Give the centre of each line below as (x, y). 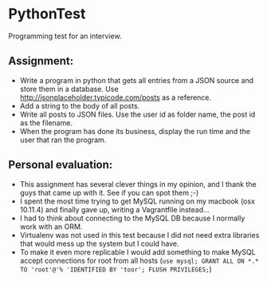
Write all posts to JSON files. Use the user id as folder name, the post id (137, 114)
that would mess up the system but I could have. (99, 243)
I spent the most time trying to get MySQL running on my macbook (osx (137, 201)
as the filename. (46, 123)
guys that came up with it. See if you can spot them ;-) (109, 192)
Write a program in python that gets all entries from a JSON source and (136, 80)
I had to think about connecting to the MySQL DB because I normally (132, 218)
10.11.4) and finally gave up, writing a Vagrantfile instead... (114, 209)
